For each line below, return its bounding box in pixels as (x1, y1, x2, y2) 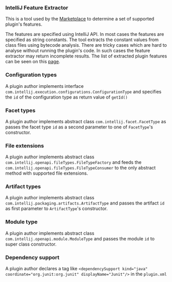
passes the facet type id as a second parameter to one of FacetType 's (5, 124, 153, 130)
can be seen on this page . (5, 59, 61, 65)
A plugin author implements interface (5, 83, 84, 89)
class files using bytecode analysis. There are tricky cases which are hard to (5, 42, 167, 48)
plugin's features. (5, 21, 43, 27)
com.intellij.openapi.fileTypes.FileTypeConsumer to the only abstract (5, 165, 156, 171)
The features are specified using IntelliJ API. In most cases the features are (5, 31, 164, 37)
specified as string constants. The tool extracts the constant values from (5, 36, 159, 43)
